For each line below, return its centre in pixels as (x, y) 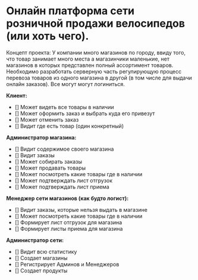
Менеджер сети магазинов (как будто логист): (67, 198)
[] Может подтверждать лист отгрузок (64, 180)
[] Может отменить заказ (47, 119)
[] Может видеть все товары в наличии (64, 107)
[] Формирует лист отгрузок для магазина (68, 222)
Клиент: (17, 96)
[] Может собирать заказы (48, 161)
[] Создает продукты (41, 271)
